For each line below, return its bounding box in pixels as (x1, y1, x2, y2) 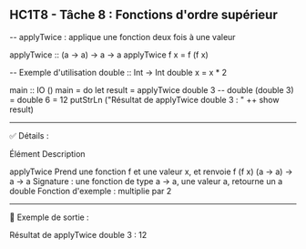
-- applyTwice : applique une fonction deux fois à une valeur (9, 31, 236, 42)
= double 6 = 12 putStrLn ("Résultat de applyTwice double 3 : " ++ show (9, 94, 280, 105)
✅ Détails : (9, 130, 49, 140)
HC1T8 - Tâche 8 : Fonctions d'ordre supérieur (9, 7, 278, 23)
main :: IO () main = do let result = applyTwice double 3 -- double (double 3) (9, 84, 294, 95)
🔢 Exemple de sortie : (9, 212, 89, 223)
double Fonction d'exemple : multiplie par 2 (9, 185, 172, 196)
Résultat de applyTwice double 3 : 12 (9, 229, 148, 240)
